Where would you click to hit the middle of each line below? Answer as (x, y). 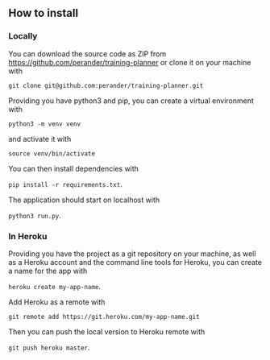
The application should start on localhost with (84, 200)
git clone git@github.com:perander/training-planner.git (106, 85)
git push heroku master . (49, 347)
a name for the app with (48, 271)
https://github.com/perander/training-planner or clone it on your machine (130, 62)
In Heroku (28, 236)
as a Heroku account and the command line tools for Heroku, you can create (135, 262)
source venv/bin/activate (52, 153)
